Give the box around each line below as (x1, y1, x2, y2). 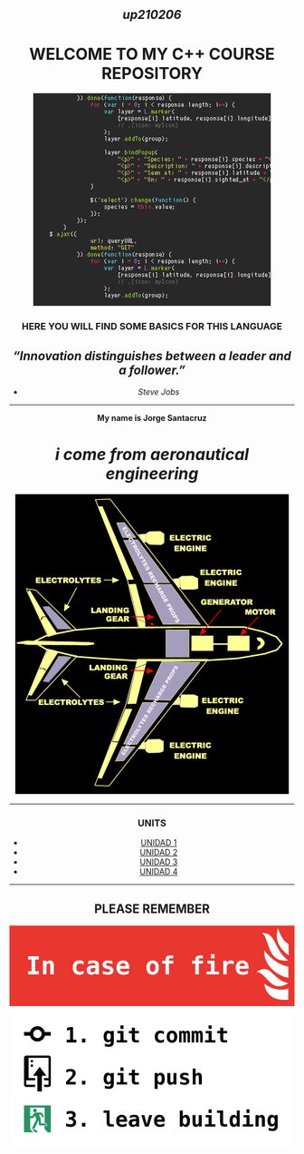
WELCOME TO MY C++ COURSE (28, 44, 276, 64)
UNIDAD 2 (139, 847, 178, 858)
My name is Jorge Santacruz (97, 413, 207, 424)
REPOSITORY (100, 63, 204, 83)
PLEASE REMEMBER (94, 901, 210, 916)
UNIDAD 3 (139, 856, 178, 867)
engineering (105, 464, 199, 484)
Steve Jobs (138, 386, 180, 397)
